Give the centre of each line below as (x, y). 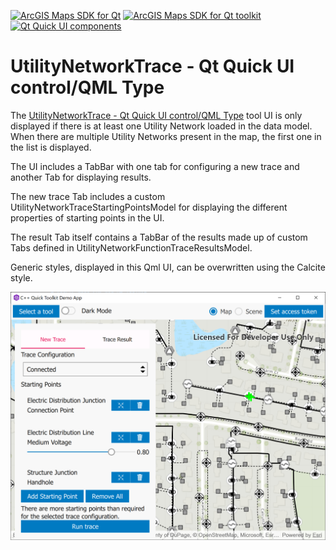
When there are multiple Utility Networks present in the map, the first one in (166, 136)
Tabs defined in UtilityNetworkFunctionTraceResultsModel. (131, 247)
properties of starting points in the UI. (87, 217)
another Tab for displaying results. (81, 177)
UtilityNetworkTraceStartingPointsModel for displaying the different (149, 207)
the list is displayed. (51, 147)
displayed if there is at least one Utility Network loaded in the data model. (161, 126)
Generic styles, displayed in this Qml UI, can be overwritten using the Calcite (168, 267)
